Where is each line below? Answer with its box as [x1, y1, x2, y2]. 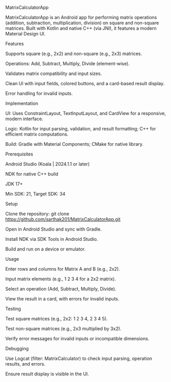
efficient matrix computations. [5, 131, 69, 137]
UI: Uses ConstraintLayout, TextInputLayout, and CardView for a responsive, [5, 110, 166, 116]
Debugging [5, 346, 29, 351]
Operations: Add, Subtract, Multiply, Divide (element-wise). [5, 61, 130, 66]
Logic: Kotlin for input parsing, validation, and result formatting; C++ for [5, 126, 156, 131]
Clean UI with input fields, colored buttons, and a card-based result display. [5, 81, 165, 86]
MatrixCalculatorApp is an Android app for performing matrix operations [5, 14, 157, 20]
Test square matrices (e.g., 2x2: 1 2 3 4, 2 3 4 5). [5, 316, 108, 321]
